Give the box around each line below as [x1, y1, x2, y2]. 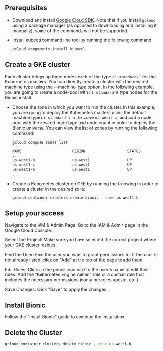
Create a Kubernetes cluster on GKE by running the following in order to [12, 180, 159, 187]
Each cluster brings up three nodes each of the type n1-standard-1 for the [5, 74, 156, 79]
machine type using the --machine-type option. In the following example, [5, 84, 154, 90]
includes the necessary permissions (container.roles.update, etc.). [5, 277, 140, 283]
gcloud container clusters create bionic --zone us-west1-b [12, 195, 139, 200]
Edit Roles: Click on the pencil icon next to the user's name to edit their [5, 267, 149, 273]
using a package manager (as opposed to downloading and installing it [12, 22, 157, 28]
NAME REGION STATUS [12, 149, 141, 154]
